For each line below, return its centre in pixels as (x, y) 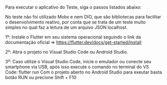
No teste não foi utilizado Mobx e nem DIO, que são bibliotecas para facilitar (83, 17)
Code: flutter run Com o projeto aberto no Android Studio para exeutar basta (83, 72)
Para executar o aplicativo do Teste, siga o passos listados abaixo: (73, 7)
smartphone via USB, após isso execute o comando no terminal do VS (77, 67)
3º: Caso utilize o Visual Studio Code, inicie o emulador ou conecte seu (78, 61)
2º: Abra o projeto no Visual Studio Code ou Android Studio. (67, 52)
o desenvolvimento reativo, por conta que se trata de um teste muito (76, 22)
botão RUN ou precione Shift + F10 (41, 77)
